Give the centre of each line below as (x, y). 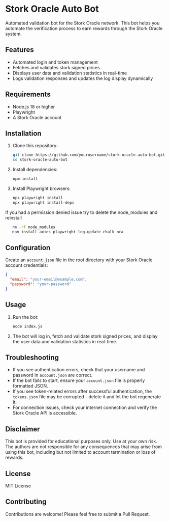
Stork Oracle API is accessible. (45, 413)
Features (20, 50)
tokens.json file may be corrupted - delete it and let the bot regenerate (87, 397)
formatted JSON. (30, 386)
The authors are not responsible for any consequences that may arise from (84, 447)
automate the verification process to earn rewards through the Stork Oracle (84, 28)
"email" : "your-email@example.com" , (48, 280)
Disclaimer (23, 429)
